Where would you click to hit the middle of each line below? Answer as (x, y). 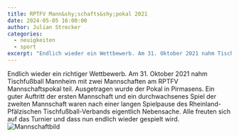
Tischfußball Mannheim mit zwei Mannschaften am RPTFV (93, 81)
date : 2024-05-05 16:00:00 (47, 21)
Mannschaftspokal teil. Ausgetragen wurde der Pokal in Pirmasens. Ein (111, 89)
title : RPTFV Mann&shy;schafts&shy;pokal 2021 (78, 14)
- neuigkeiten (34, 40)
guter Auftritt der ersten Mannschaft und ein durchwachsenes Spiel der (112, 96)
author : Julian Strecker (44, 27)
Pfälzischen (25, 111)
